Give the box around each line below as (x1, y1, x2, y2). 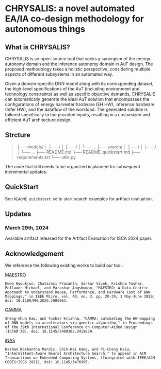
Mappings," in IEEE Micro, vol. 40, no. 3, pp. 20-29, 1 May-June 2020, (5, 294, 155, 299)
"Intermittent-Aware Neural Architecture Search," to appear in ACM (5, 351, 146, 356)
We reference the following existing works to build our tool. (5, 263, 123, 268)
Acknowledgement (5, 249, 64, 258)
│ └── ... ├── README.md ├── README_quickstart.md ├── (16, 149, 141, 155)
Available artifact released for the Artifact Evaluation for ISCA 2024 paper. (5, 235, 153, 241)
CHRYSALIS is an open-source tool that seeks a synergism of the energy (5, 56, 151, 61)
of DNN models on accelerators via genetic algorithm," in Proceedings (5, 320, 153, 326)
